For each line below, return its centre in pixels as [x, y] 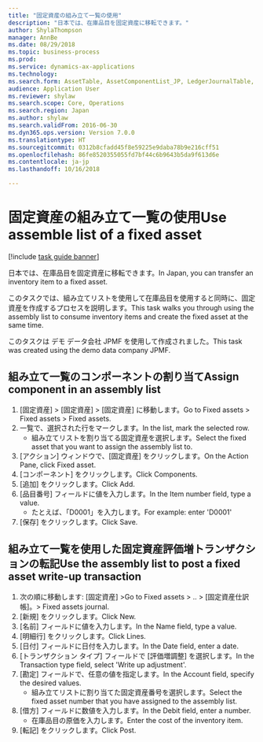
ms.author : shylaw [38, 118]
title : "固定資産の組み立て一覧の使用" [65, 15]
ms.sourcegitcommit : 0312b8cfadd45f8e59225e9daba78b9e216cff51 [114, 147]
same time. [26, 325]
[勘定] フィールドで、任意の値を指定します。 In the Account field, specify [137, 673]
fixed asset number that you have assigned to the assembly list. [134, 701]
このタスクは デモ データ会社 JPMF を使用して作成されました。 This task [125, 341]
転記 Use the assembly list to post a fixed [140, 564]
